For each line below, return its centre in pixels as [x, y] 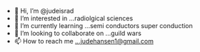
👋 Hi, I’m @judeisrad [44, 11]
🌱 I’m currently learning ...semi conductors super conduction [103, 26]
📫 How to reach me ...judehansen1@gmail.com [84, 41]
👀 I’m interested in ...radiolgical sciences [74, 18]
